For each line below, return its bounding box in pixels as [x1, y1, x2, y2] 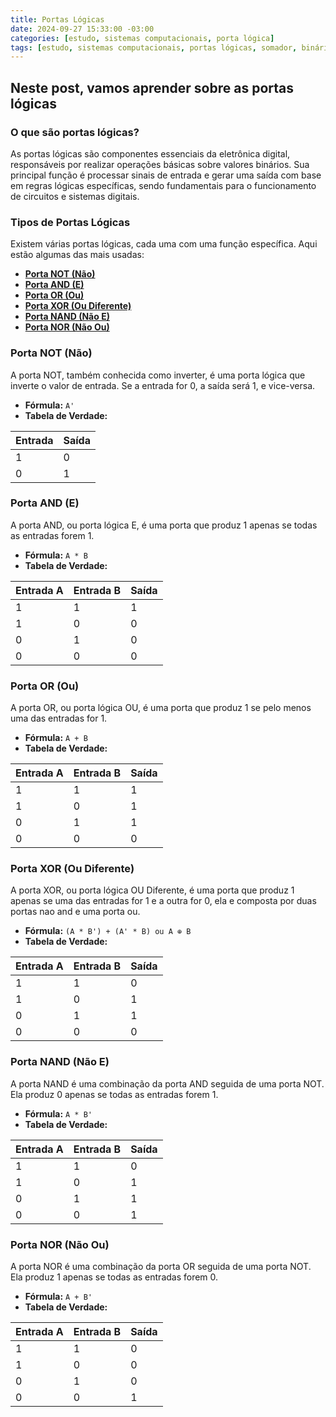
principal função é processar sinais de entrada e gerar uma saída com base [10, 169, 322, 181]
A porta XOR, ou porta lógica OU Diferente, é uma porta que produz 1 [10, 884, 295, 896]
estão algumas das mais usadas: [10, 249, 145, 261]
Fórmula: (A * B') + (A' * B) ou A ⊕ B [24, 925, 192, 937]
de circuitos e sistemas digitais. [10, 190, 140, 202]
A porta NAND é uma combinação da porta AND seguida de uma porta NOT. [10, 1077, 325, 1090]
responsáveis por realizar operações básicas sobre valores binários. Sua [10, 158, 310, 170]
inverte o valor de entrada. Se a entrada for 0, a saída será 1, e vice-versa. [10, 379, 316, 391]
